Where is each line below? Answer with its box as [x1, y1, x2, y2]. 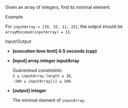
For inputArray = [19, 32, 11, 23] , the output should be [5, 23, 123, 29]
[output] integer [12, 88, 46, 94]
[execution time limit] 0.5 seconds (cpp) [12, 48, 97, 54]
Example [5, 14, 23, 19]
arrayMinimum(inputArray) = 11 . [5, 29, 71, 34]
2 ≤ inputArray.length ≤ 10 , [12, 73, 72, 79]
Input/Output [5, 38, 31, 44]
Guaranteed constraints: [12, 67, 63, 73]
